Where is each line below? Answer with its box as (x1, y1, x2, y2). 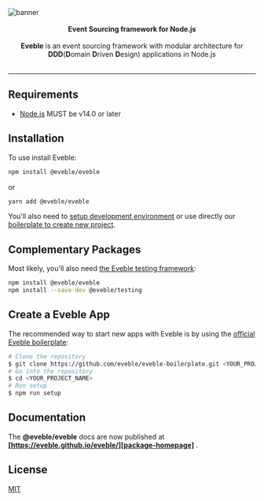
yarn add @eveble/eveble (8, 197, 90, 206)
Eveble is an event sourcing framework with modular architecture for (20, 41, 244, 50)
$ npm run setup (8, 389, 61, 397)
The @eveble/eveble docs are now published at (8, 432, 165, 441)
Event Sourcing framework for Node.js (68, 24, 196, 34)
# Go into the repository (8, 367, 93, 375)
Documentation (8, 411, 86, 425)
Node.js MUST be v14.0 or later (19, 109, 122, 118)
